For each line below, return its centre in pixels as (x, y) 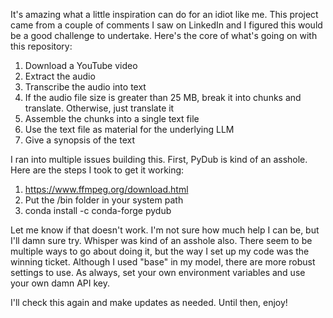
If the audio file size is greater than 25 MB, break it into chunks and (163, 97)
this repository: (41, 46)
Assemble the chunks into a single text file (112, 118)
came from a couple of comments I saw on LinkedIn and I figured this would (166, 25)
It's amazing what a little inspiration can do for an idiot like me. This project (164, 14)
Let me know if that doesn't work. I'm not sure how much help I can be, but (165, 230)
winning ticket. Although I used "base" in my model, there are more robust (163, 262)
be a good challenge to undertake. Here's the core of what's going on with (164, 35)
